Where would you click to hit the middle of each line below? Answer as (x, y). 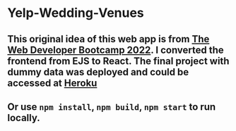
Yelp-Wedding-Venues (76, 13)
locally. (24, 118)
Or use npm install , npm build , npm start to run (112, 107)
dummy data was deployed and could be (98, 72)
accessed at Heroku (52, 83)
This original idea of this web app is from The (108, 39)
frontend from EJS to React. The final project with (118, 61)
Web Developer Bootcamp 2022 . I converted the (116, 50)
